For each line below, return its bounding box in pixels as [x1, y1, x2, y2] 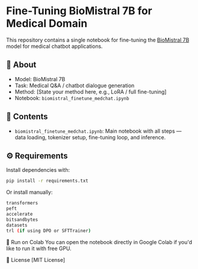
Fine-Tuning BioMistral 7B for [6, 4, 152, 18]
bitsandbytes [6, 216, 38, 223]
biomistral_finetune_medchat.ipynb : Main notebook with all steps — [14, 127, 182, 134]
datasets [6, 222, 28, 228]
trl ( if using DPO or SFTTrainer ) [6, 228, 92, 233]
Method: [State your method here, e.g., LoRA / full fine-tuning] [14, 88, 167, 95]
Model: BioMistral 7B [14, 75, 66, 82]
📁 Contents [6, 111, 48, 122]
